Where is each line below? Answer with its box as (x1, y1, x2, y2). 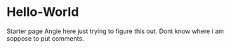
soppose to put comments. (6, 34, 85, 42)
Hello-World (6, 4, 79, 20)
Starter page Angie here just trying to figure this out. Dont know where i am (6, 27, 224, 35)
